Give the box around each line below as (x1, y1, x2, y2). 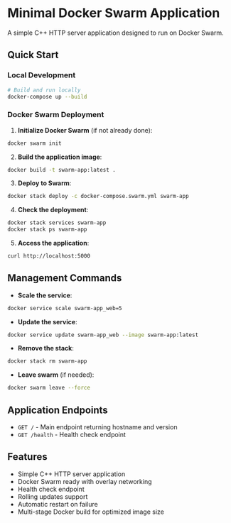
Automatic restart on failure (17, 500, 98, 508)
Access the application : (17, 239, 90, 248)
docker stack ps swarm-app (7, 226, 87, 233)
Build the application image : (17, 153, 102, 161)
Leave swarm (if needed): (17, 370, 95, 379)
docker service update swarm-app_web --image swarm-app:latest (7, 331, 199, 338)
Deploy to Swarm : (17, 179, 72, 187)
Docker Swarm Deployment (7, 110, 104, 120)
